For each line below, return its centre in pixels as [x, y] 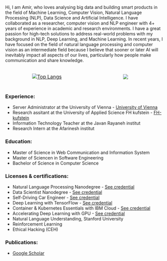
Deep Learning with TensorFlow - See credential [62, 202]
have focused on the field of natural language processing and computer [79, 44]
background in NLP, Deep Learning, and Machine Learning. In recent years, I [84, 39]
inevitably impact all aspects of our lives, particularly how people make [78, 55]
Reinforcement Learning [37, 224]
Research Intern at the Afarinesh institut [53, 128]
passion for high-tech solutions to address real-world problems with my [79, 34]
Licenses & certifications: [37, 176]
